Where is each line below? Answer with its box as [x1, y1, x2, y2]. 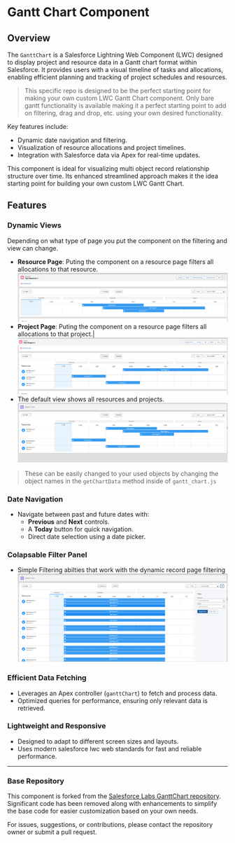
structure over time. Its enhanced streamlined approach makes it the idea [7, 172, 218, 180]
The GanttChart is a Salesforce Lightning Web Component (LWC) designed [7, 50, 223, 59]
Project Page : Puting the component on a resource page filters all [17, 323, 207, 331]
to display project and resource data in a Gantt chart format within [7, 58, 197, 67]
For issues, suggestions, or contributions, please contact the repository [7, 821, 213, 829]
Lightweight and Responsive [7, 721, 106, 731]
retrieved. [17, 704, 45, 712]
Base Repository [7, 776, 64, 786]
